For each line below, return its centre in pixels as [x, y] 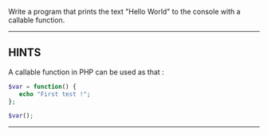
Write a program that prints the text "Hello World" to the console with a [124, 12]
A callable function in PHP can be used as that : [87, 72]
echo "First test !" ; [55, 94]
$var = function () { [43, 86]
